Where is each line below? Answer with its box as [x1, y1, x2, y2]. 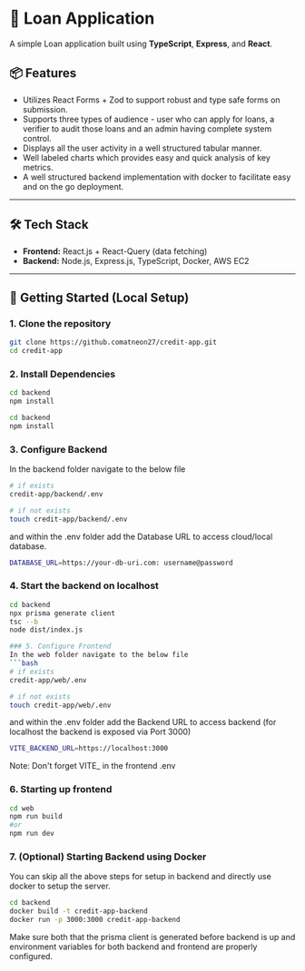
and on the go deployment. [22, 181, 124, 191]
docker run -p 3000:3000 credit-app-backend [9, 916, 181, 925]
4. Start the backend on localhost [9, 580, 159, 593]
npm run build [9, 812, 64, 821]
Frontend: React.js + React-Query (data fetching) [22, 245, 208, 257]
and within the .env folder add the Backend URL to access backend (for [9, 717, 277, 728]
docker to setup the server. [9, 880, 111, 892]
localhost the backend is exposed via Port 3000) [9, 726, 192, 738]
